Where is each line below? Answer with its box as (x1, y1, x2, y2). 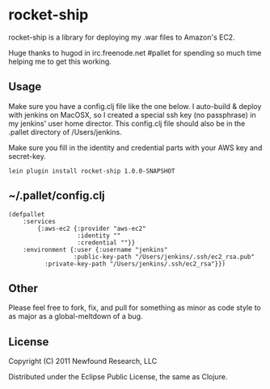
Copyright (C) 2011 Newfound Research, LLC (8, 357, 158, 366)
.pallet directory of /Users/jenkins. (8, 127, 123, 136)
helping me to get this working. (8, 56, 112, 66)
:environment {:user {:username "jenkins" (23, 245, 168, 253)
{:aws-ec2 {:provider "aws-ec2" (37, 224, 147, 232)
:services (23, 217, 57, 225)
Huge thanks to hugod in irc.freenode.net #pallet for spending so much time (8, 48, 262, 57)
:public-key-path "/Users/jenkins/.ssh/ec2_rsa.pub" (73, 253, 255, 261)
